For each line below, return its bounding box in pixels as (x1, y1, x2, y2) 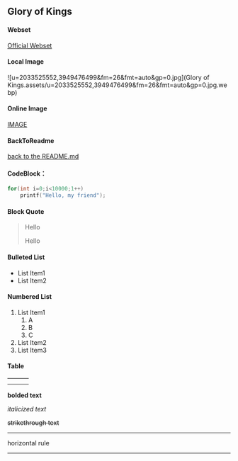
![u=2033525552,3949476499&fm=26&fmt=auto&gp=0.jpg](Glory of (7, 73, 210, 81)
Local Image (7, 57, 45, 66)
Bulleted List (7, 253, 45, 261)
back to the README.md (7, 152, 79, 161)
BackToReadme (7, 136, 55, 144)
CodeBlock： (7, 169, 47, 178)
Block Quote (7, 207, 45, 215)
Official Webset (7, 41, 52, 50)
